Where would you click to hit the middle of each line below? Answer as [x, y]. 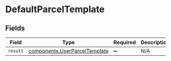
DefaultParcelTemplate [55, 9]
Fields [15, 28]
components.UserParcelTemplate [69, 51]
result [16, 51]
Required [125, 42]
